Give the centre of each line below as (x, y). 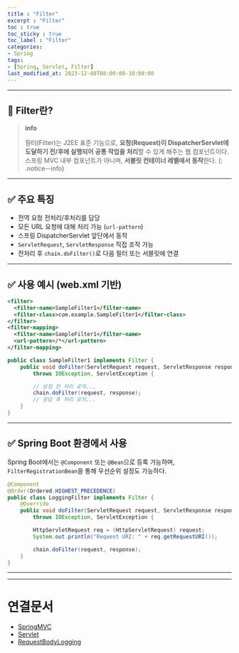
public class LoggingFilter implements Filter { (81, 497)
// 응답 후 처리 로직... (64, 400)
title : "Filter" (33, 14)
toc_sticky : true (34, 34)
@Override (35, 504)
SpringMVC (34, 627)
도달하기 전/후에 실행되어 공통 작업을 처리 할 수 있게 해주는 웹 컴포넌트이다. (127, 152)
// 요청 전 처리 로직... (64, 387)
